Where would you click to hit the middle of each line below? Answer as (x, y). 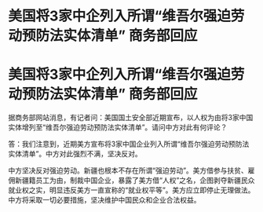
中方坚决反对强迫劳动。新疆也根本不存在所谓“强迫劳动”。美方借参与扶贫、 (128, 170)
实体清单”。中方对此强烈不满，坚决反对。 (75, 154)
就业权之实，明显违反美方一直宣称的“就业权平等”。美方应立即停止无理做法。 (131, 190)
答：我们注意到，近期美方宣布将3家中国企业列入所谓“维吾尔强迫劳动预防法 (129, 144)
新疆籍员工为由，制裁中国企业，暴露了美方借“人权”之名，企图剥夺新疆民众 (135, 181)
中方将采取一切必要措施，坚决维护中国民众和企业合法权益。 (104, 200)
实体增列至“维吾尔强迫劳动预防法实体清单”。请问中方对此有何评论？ (118, 127)
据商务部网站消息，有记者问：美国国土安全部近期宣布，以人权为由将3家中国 (131, 118)
